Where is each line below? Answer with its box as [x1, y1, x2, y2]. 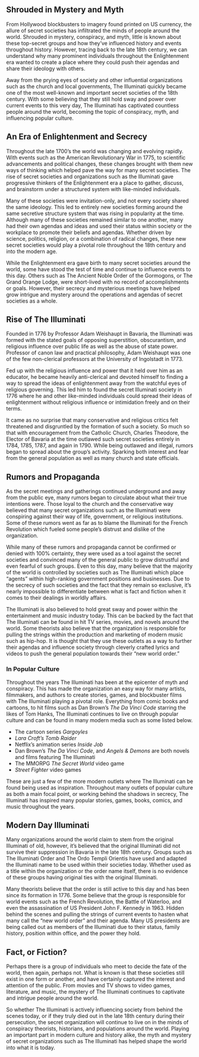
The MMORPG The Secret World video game [14, 760, 125, 767]
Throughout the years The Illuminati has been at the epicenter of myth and [6, 679, 188, 686]
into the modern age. [6, 247, 58, 255]
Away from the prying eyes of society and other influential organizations [6, 76, 183, 83]
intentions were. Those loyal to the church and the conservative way [6, 500, 173, 508]
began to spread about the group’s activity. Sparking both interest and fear [6, 448, 189, 455]
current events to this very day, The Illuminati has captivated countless [6, 101, 179, 109]
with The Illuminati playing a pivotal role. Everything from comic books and [6, 697, 189, 705]
